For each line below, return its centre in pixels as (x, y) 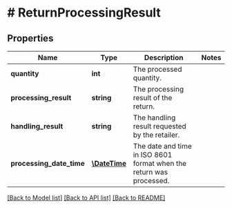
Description (164, 58)
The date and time (162, 146)
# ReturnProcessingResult (84, 13)
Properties (30, 38)
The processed (157, 69)
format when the (160, 163)
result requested (159, 126)
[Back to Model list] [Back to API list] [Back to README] (86, 198)
